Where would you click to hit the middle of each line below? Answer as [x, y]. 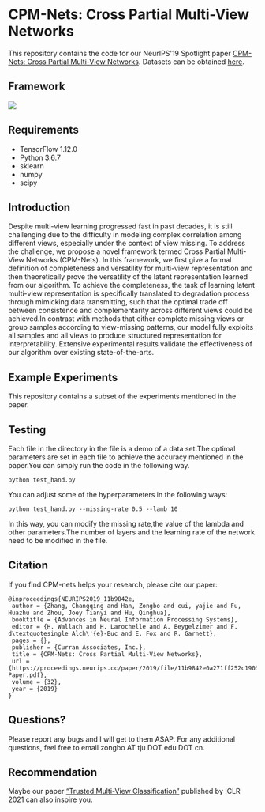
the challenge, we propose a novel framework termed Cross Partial [117, 251]
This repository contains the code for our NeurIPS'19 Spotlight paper [119, 53]
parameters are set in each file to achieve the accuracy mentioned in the [126, 457]
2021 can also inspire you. [50, 799]
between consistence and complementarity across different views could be [131, 311]
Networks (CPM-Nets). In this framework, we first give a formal [129, 260]
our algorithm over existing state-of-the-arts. [81, 353]
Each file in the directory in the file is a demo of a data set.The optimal [122, 449]
